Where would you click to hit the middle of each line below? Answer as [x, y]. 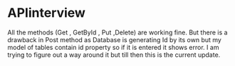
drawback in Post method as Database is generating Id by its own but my [115, 39]
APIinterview [46, 13]
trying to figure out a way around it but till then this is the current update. [114, 55]
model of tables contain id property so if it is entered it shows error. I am [113, 47]
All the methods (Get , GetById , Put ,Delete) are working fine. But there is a [117, 32]
